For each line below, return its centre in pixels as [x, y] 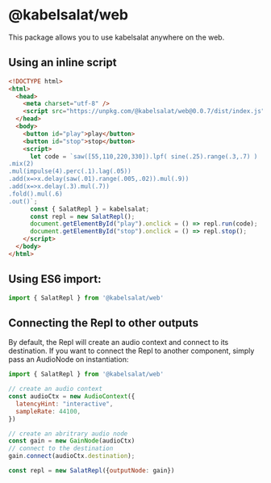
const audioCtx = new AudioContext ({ [72, 397]
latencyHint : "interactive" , [65, 404]
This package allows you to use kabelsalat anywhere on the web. [117, 37]
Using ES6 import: [55, 279]
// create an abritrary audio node [68, 434]
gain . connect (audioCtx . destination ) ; [72, 456]
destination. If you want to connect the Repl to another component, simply [131, 351]
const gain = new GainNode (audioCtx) [72, 441]
